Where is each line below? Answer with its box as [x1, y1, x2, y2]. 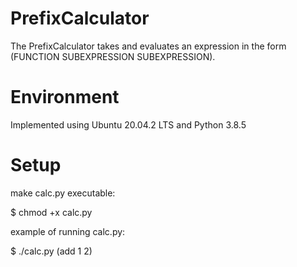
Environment [10, 86, 120, 109]
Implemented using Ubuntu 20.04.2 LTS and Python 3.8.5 [10, 118, 247, 131]
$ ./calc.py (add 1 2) [10, 245, 93, 257]
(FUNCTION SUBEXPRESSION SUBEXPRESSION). [10, 50, 216, 62]
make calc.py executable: [10, 187, 116, 199]
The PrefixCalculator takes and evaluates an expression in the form [10, 40, 287, 52]
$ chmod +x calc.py [10, 206, 93, 218]
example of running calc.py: [10, 225, 126, 237]
